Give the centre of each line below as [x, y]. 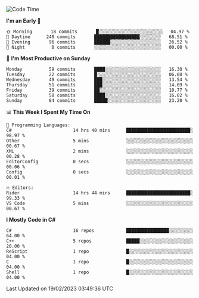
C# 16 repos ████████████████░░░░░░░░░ [100, 231]
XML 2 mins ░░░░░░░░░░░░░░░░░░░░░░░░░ [100, 151]
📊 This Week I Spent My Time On [48, 112]
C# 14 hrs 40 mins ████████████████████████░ [100, 131]
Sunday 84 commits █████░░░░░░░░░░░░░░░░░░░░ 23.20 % [97, 101]
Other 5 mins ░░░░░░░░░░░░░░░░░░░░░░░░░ [100, 141]
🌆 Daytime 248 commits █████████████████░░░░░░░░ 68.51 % [97, 37]
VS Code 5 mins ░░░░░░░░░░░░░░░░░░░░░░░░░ [100, 203]
